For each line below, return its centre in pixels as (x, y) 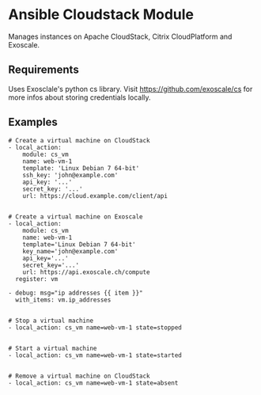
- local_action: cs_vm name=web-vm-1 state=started (95, 355)
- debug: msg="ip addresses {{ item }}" (76, 293)
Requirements (43, 70)
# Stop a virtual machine (51, 321)
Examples (33, 122)
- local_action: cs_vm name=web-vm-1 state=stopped (95, 327)
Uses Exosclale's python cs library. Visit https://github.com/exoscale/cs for (130, 89)
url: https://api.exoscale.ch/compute (86, 272)
